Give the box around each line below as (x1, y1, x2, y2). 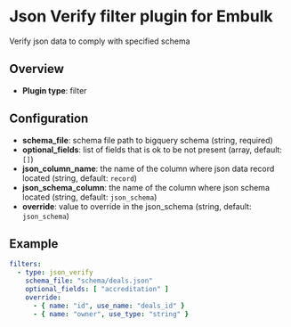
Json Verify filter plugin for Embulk (9, 6, 273, 27)
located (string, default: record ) (21, 172, 138, 184)
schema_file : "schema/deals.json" (25, 276, 153, 286)
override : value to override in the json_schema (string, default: (21, 200, 252, 211)
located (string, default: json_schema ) (21, 192, 158, 202)
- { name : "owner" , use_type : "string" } (32, 309, 190, 318)
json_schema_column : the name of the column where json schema (21, 182, 270, 192)
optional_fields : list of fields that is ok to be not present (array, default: (21, 144, 283, 155)
